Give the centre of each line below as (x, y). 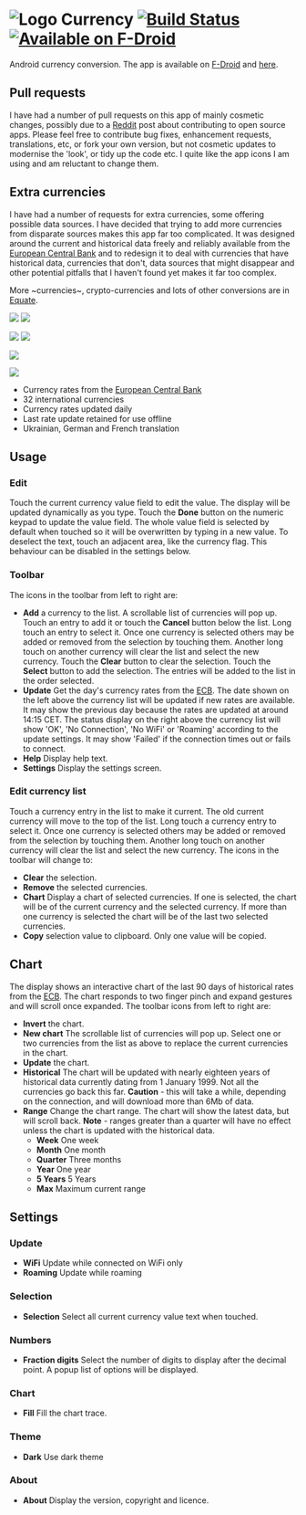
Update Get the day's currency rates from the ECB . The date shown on (156, 690)
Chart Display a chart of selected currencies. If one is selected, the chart (159, 897)
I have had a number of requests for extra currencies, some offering (137, 214)
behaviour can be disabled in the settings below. (100, 552)
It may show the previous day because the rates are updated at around (155, 710)
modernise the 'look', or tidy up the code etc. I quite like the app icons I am (149, 153)
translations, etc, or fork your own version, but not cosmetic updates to (143, 144)
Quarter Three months (79, 1159)
